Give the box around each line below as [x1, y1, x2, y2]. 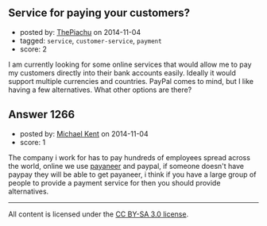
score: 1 [19, 137, 46, 147]
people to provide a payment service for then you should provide [8, 178, 221, 187]
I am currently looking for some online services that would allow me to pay [8, 59, 252, 69]
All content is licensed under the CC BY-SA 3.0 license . [8, 209, 189, 219]
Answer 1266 [8, 108, 75, 121]
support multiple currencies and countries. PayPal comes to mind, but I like [8, 76, 254, 86]
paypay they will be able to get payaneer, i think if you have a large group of [8, 170, 257, 179]
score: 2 [19, 44, 48, 54]
